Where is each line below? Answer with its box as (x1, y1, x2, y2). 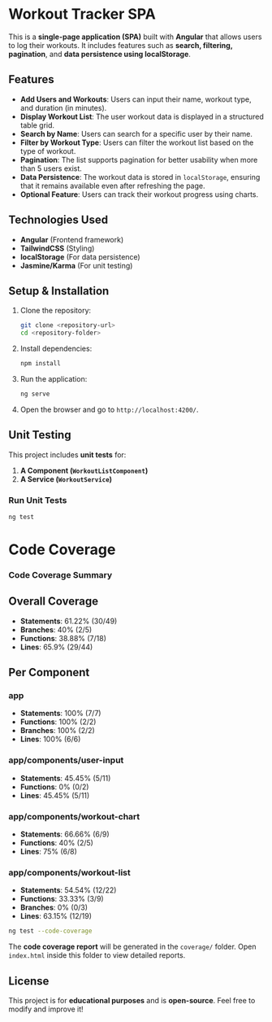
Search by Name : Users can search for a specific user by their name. (19, 129, 253, 138)
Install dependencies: (19, 343, 93, 354)
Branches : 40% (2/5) (19, 624, 93, 635)
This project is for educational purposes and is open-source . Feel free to (8, 996, 256, 1006)
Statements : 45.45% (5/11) (19, 773, 111, 783)
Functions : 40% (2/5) (19, 838, 93, 848)
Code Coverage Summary (8, 569, 113, 580)
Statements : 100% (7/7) (19, 709, 101, 718)
